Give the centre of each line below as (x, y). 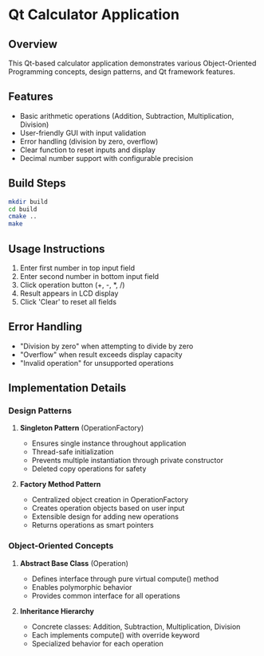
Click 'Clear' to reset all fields (68, 301)
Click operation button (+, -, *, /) (72, 285)
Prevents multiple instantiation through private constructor (127, 461)
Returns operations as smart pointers (93, 525)
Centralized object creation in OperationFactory (110, 500)
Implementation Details (67, 388)
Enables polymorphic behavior (82, 587)
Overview (33, 44)
